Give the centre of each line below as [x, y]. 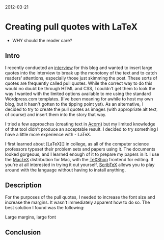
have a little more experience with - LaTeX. [48, 134]
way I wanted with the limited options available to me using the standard [78, 94]
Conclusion [23, 232]
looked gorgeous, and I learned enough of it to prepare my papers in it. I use [82, 154]
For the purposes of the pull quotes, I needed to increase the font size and [80, 197]
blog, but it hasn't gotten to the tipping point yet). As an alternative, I [74, 104]
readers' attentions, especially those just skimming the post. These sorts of [81, 78]
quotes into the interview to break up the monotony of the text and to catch [81, 72]
